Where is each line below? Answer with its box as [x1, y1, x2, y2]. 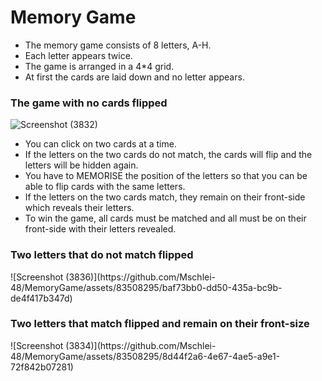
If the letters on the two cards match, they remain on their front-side [24, 191, 306, 203]
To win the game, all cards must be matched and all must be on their [24, 212, 307, 225]
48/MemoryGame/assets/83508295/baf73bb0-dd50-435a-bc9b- [10, 281, 283, 293]
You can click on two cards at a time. [24, 138, 177, 150]
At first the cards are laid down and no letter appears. [24, 71, 245, 83]
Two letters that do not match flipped [10, 248, 194, 262]
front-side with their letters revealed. [24, 223, 177, 235]
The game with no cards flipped [10, 96, 168, 110]
